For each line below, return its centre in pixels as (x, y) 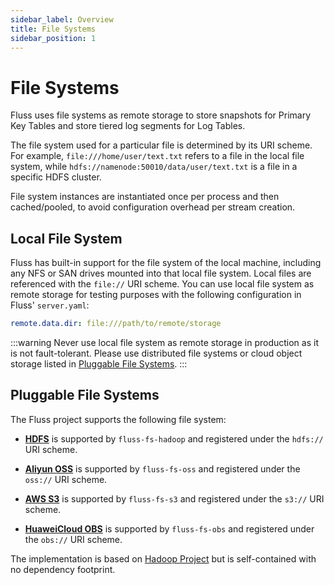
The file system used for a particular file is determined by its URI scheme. (161, 145)
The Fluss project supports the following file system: (118, 419)
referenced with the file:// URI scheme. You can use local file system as (162, 284)
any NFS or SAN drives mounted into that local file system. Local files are (161, 273)
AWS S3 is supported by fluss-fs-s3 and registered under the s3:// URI (174, 498)
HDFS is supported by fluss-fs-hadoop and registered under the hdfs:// (174, 438)
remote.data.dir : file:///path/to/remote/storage (116, 324)
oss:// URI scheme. (66, 479)
